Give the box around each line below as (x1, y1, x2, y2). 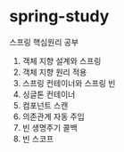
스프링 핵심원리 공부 (9, 36, 79, 47)
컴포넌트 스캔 (21, 100, 69, 110)
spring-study (9, 6, 110, 27)
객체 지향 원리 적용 (21, 67, 87, 77)
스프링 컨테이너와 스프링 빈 (21, 77, 116, 88)
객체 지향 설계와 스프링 (21, 55, 102, 66)
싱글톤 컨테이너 (21, 89, 76, 100)
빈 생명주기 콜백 (21, 122, 78, 132)
